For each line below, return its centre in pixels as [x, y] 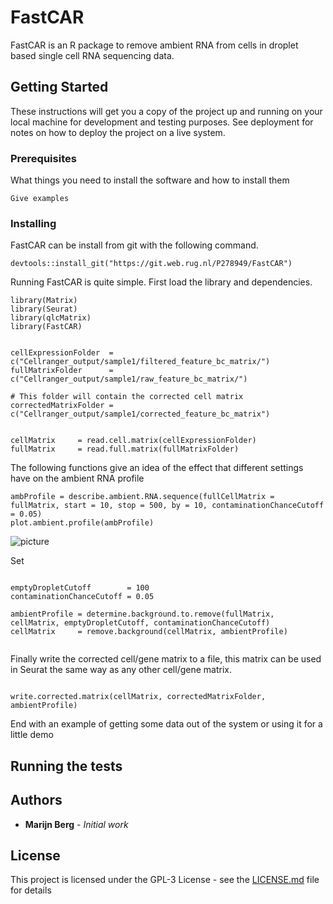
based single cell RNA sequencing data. [92, 55]
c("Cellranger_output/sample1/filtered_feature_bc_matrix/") [140, 362]
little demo [32, 735]
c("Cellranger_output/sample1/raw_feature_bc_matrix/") [129, 379]
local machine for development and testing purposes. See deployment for [162, 122]
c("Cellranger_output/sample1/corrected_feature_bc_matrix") [140, 414]
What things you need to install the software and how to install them [150, 180]
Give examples [40, 199]
